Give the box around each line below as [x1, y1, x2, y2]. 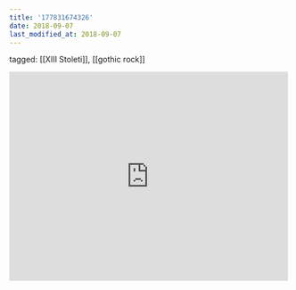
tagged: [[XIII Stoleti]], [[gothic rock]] [9, 54, 145, 65]
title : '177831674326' [9, 12, 94, 22]
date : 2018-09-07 [9, 21, 74, 30]
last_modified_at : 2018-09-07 [9, 29, 122, 38]
